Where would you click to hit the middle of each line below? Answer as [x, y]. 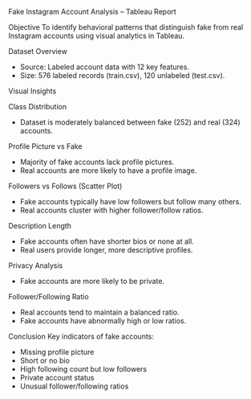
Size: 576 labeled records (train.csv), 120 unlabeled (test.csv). [122, 75]
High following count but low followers [83, 369]
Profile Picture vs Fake [45, 146]
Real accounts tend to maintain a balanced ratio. [99, 312]
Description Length [40, 226]
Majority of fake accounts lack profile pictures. [97, 162]
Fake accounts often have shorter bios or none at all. [107, 241]
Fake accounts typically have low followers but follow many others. [131, 202]
